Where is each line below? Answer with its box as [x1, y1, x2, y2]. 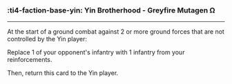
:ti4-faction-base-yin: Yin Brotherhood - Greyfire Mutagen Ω [7, 6, 215, 15]
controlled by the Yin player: [7, 35, 88, 43]
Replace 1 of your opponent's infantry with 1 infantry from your [7, 48, 185, 56]
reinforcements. [7, 56, 52, 64]
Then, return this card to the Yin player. [7, 69, 119, 77]
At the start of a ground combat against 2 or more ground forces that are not [7, 28, 224, 36]
